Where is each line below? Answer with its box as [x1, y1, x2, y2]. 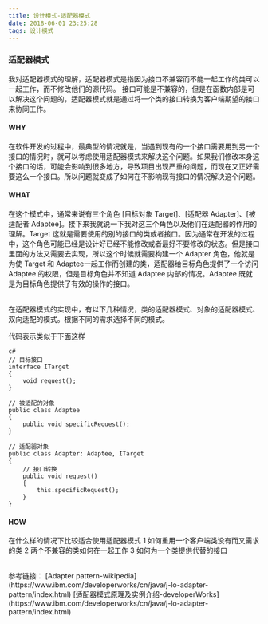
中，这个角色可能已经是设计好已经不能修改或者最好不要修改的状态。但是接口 [8, 239, 260, 248]
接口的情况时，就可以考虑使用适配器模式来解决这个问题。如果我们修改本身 [8, 151, 253, 161]
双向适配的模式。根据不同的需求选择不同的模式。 [8, 315, 169, 324]
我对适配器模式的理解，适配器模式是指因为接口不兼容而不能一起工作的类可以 [8, 74, 260, 84]
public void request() [22, 472, 98, 480]
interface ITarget [8, 363, 69, 372]
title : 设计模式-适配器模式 [8, 11, 91, 20]
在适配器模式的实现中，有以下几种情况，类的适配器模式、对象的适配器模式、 [8, 304, 260, 314]
